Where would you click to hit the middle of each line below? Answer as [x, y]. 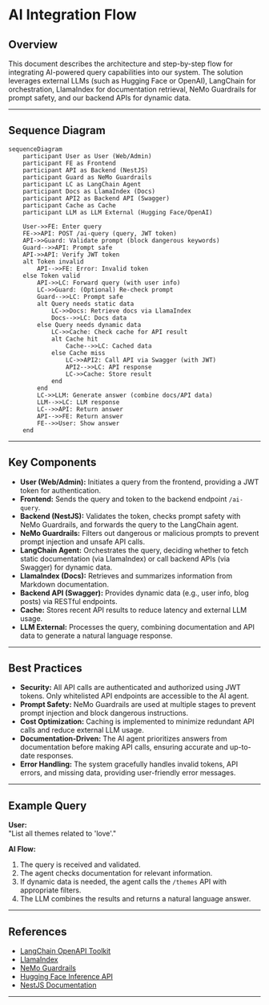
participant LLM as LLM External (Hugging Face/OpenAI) [118, 212]
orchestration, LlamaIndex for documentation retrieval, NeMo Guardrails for [132, 89]
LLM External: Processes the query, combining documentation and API [137, 627]
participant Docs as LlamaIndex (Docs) [89, 191]
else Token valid [52, 276]
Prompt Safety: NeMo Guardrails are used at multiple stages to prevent [138, 705]
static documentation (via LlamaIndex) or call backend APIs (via [125, 558]
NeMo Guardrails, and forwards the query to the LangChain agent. [129, 525]
